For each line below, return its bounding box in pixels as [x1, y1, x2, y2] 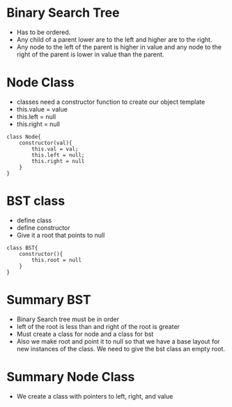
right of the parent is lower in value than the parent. [16, 50, 164, 59]
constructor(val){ [19, 139, 72, 146]
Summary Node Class [6, 369, 135, 385]
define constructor [16, 223, 70, 231]
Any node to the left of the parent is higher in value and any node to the [16, 43, 222, 51]
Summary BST [6, 292, 91, 307]
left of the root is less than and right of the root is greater [16, 322, 180, 330]
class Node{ [6, 133, 41, 140]
